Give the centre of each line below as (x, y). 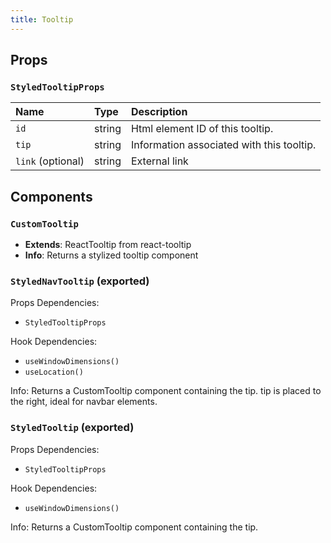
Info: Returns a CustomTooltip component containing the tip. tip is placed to (166, 391)
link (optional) (50, 161)
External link (159, 161)
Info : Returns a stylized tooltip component (111, 255)
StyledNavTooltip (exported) (80, 281)
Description (159, 112)
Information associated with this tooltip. (223, 145)
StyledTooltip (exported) (72, 428)
